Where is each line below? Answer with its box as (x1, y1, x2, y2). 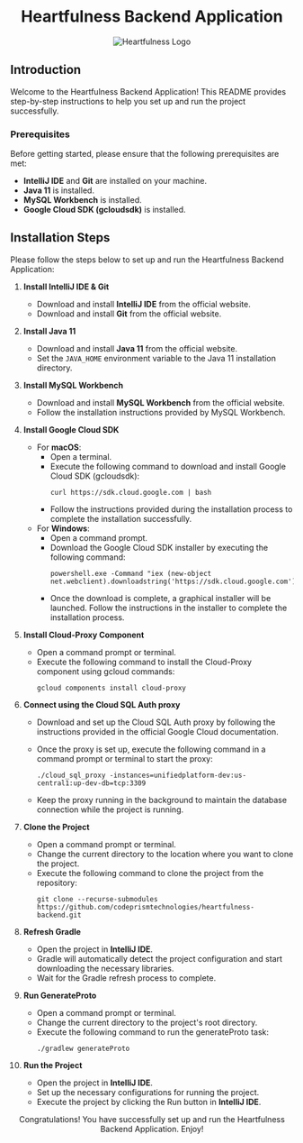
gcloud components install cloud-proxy (36, 683, 187, 692)
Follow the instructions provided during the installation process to (49, 503, 293, 515)
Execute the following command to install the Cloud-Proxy (36, 656, 253, 667)
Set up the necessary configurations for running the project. (36, 1086, 260, 1097)
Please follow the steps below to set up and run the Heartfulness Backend (10, 254, 284, 265)
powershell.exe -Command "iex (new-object (49, 569, 212, 578)
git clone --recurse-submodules (36, 894, 158, 903)
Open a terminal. (49, 451, 112, 462)
